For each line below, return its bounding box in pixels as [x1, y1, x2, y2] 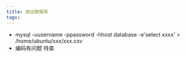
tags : [6, 14, 20, 20]
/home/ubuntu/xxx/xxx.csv [15, 37, 83, 44]
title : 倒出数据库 [6, 8, 49, 15]
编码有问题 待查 [15, 44, 55, 52]
